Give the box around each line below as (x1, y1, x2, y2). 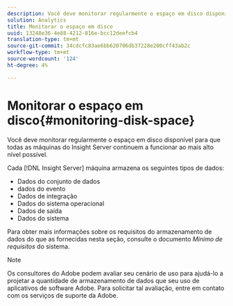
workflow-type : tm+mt (7, 49, 70, 56)
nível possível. (7, 150, 49, 158)
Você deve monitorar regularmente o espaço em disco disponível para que (7, 135, 221, 144)
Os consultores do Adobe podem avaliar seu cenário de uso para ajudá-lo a (7, 269, 224, 278)
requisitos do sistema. (7, 242, 71, 250)
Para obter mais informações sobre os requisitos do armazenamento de (7, 227, 212, 236)
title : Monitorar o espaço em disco (7, 23, 113, 30)
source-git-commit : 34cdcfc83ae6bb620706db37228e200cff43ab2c (7, 42, 191, 49)
